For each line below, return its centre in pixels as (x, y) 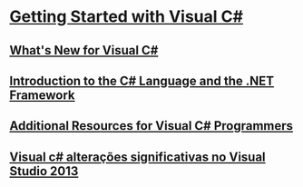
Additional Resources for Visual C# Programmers (151, 126)
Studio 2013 (44, 171)
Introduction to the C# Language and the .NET (142, 80)
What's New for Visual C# (84, 50)
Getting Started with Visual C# (126, 17)
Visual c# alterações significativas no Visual (137, 157)
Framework (42, 95)
